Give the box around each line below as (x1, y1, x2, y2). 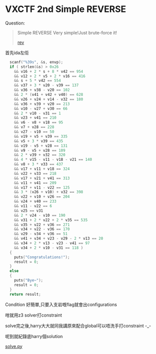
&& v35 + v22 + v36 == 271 (14, 222, 70, 227)
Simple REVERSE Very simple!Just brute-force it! (17, 29, 117, 35)
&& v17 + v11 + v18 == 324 (14, 166, 70, 172)
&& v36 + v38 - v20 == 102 (14, 87, 70, 93)
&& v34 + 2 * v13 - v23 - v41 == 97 (14, 241, 90, 246)
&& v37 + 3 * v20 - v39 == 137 (14, 83, 79, 88)
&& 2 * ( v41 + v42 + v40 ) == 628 (14, 92, 83, 97)
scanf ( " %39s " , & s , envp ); (9, 59, 64, 64)
